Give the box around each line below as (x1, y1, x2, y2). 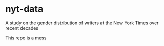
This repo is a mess (5, 35, 47, 41)
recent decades (5, 25, 39, 31)
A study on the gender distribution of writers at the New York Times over (5, 20, 159, 26)
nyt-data (5, 3, 44, 15)
